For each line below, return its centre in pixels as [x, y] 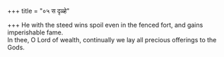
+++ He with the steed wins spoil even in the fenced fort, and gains [105, 25]
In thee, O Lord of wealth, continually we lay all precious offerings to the [112, 40]
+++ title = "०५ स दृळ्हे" [39, 11]
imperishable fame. [35, 32]
